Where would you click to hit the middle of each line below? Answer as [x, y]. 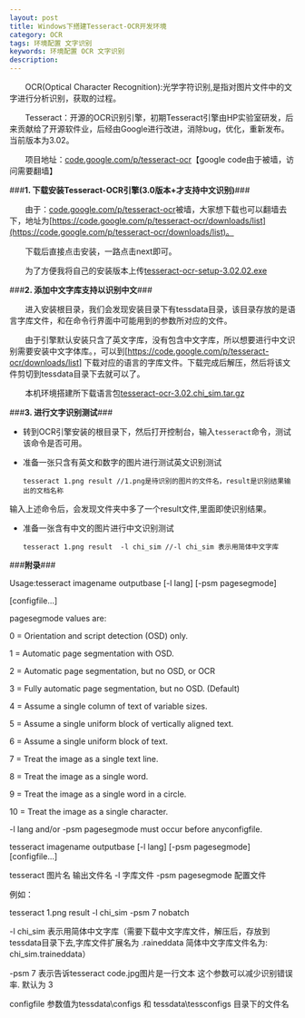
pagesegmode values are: [58, 618]
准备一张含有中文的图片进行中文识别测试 [98, 528]
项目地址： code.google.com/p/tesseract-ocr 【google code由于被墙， [156, 159]
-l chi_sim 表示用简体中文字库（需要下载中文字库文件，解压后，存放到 [140, 931]
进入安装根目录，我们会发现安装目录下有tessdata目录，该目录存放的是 [156, 309]
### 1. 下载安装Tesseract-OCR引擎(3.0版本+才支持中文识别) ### [130, 190]
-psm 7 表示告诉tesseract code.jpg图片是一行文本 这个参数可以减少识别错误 [151, 973]
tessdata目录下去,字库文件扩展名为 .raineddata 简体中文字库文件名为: [138, 943]
